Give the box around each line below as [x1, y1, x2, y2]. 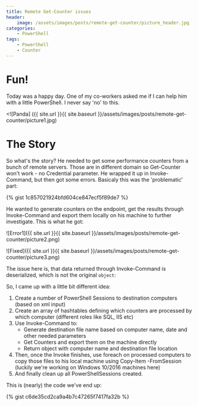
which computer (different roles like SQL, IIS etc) [14, 313, 134, 321]
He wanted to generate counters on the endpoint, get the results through [6, 205, 184, 212]
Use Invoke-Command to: [14, 319, 78, 326]
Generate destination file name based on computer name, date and [23, 326, 188, 333]
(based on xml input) [14, 300, 66, 307]
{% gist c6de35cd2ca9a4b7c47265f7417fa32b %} [6, 393, 129, 400]
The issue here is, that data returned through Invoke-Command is [6, 265, 166, 272]
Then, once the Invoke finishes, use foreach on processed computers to [14, 351, 191, 358]
